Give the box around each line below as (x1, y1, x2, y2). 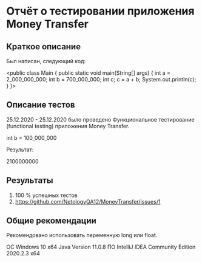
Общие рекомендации (6, 216, 97, 226)
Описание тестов (6, 100, 75, 110)
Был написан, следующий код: (6, 58, 86, 64)
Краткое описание (6, 41, 81, 52)
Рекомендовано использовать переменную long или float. (6, 232, 158, 239)
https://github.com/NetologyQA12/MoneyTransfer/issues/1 (15, 198, 161, 205)
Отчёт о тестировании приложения (6, 4, 195, 18)
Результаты (6, 175, 53, 186)
